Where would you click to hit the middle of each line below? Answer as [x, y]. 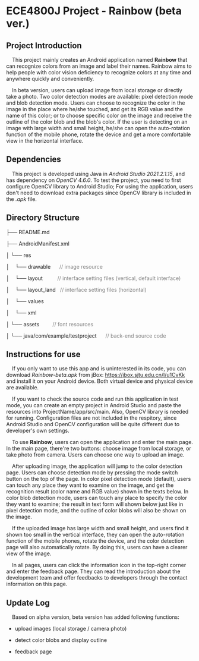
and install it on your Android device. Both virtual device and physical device [99, 381]
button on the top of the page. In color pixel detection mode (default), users [99, 479]
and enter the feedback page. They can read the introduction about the [93, 571]
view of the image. [29, 553]
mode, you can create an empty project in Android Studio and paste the [94, 405]
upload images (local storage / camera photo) [71, 629]
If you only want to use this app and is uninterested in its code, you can [99, 369]
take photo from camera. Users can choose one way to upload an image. [95, 455]
